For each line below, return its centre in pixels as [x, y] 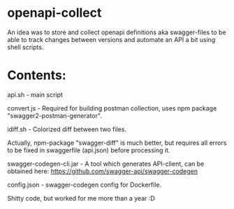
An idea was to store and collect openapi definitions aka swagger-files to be [117, 32]
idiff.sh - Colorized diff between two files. [67, 129]
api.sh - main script [35, 94]
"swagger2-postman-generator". [55, 115]
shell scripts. [25, 47]
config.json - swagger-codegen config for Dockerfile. [85, 185]
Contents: [37, 75]
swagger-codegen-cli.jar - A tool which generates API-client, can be [106, 164]
